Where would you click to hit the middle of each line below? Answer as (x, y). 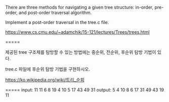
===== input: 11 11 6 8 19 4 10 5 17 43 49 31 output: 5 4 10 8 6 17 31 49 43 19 (85, 90)
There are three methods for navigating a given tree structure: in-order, (79, 7)
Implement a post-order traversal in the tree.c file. (57, 22)
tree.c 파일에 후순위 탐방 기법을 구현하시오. (48, 69)
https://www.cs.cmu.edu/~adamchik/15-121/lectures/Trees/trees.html (78, 32)
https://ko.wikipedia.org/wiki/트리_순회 (45, 80)
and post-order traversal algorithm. (55, 13)
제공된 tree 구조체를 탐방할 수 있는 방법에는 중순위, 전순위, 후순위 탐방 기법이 (81, 52)
